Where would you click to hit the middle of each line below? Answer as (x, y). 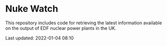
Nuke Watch (32, 9)
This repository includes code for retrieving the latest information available (84, 23)
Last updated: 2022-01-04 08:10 (40, 38)
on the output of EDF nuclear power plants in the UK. (61, 28)
